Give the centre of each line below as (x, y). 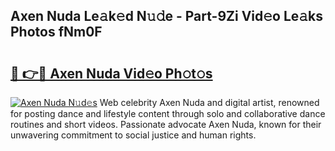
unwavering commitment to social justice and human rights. (133, 135)
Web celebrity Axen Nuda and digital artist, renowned (209, 102)
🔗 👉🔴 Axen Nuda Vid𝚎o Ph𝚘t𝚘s (111, 73)
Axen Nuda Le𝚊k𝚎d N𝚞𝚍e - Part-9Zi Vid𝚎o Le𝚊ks (167, 16)
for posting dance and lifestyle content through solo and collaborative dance (168, 113)
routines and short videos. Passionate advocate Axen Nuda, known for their (166, 124)
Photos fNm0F (56, 32)
